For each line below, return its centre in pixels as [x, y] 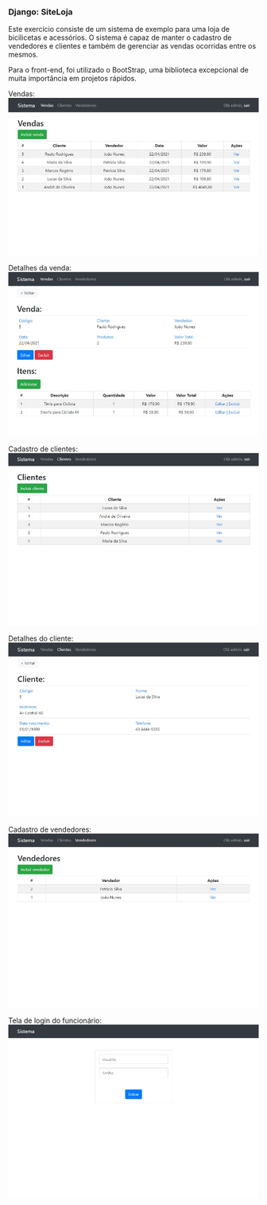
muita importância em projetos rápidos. [73, 79]
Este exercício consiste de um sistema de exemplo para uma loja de [119, 29]
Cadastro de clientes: [43, 449]
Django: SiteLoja [41, 12]
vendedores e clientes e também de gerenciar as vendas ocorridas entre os [132, 46]
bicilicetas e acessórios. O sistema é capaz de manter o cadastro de [120, 37]
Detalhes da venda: [40, 267]
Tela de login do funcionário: [55, 1020]
